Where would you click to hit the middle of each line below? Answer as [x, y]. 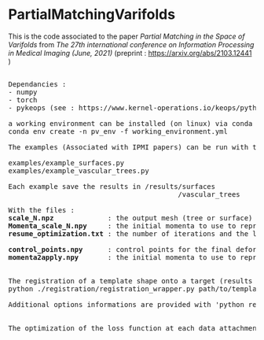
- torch [23, 100]
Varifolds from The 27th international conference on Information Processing [131, 44]
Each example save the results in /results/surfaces [112, 186]
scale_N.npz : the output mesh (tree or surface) [130, 218]
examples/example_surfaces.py [66, 163]
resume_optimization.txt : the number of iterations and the [128, 233]
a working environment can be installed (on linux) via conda [130, 123]
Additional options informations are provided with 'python [126, 304]
